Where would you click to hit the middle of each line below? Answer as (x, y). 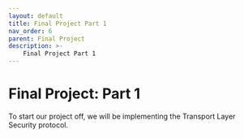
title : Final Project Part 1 (58, 24)
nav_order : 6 (30, 31)
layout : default (36, 16)
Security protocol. (39, 125)
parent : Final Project (47, 39)
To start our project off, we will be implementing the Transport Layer (122, 116)
